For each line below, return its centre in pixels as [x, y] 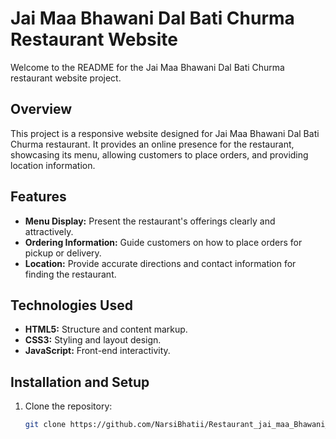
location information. [53, 165]
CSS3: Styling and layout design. [93, 340]
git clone [45, 425]
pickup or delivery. [63, 253]
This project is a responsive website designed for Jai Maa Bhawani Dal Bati [165, 133]
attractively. [49, 231]
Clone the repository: [68, 406]
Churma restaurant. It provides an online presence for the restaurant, [152, 144]
